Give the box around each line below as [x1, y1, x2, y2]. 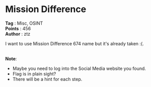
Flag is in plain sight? [12, 70, 56, 76]
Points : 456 [5, 25, 31, 31]
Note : [5, 55, 17, 61]
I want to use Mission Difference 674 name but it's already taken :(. [5, 40, 144, 46]
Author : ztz [5, 31, 31, 37]
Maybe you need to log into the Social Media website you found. [12, 65, 146, 71]
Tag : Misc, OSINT [5, 20, 43, 26]
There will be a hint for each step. [12, 76, 83, 82]
